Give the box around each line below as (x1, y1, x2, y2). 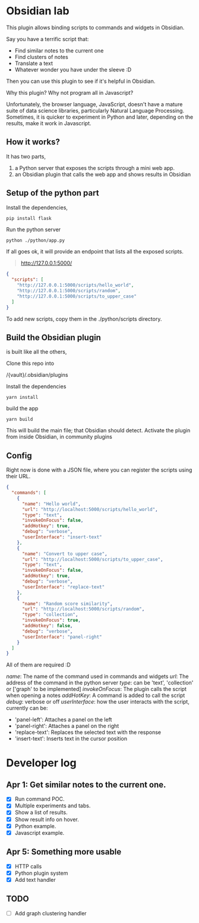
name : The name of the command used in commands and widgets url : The (6, 673, 189, 680)
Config (6, 450, 32, 460)
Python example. (14, 822, 56, 829)
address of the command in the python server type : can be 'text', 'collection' (6, 679, 194, 686)
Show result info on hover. (14, 816, 79, 823)
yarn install (6, 395, 39, 401)
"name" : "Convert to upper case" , (21, 550, 108, 557)
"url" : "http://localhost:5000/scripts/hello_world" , (21, 506, 159, 512)
